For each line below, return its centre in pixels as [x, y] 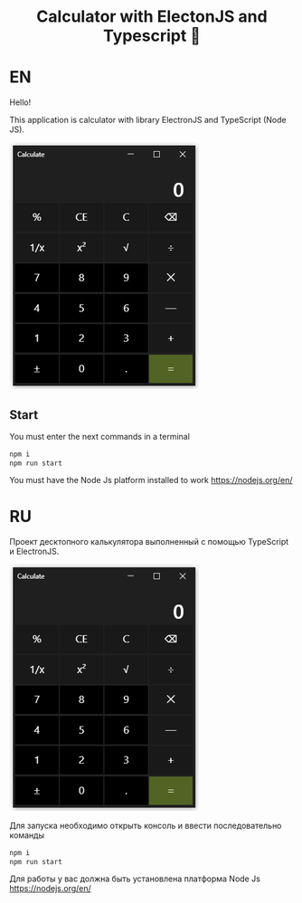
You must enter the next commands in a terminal [99, 436]
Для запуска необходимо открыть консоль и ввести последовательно [146, 825]
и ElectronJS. [34, 551]
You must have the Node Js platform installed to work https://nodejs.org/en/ [151, 480]
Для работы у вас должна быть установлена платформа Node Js [135, 879]
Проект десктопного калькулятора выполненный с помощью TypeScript [149, 541]
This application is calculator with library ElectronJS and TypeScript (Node [148, 120]
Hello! [20, 102]
